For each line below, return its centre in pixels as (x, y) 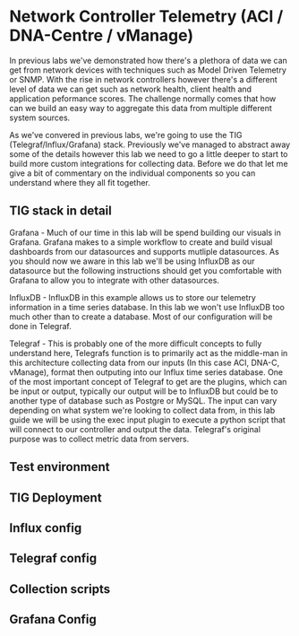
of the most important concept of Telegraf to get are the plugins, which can (148, 381)
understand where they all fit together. (80, 182)
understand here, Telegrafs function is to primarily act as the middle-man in (149, 353)
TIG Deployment (56, 497)
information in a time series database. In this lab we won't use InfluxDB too (147, 307)
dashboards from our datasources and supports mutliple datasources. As (144, 251)
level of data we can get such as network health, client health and (131, 89)
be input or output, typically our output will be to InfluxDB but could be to (144, 391)
